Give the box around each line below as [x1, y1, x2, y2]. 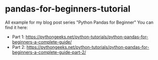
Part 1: [12, 34, 25, 40]
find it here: [5, 24, 28, 30]
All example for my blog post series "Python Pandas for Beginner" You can [5, 19, 154, 25]
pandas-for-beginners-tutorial [5, 3, 130, 15]
